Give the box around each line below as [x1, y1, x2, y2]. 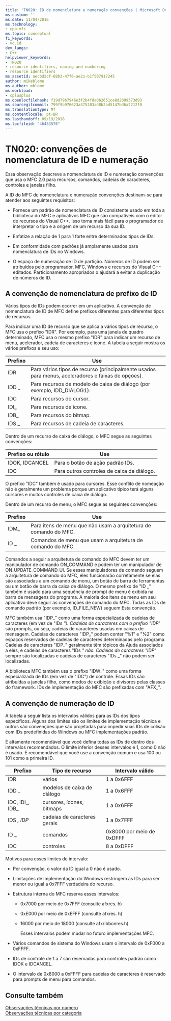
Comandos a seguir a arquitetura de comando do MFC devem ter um [5, 556, 150, 563]
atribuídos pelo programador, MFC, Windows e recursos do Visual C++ [12, 264, 162, 270]
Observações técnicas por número [5, 1005, 78, 1010]
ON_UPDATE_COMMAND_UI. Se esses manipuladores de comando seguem [5, 567, 163, 573]
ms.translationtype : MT [5, 107, 56, 112]
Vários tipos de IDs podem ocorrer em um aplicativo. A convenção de [5, 303, 151, 309]
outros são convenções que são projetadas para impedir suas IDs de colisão [5, 724, 166, 730]
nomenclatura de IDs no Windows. [12, 248, 85, 254]
